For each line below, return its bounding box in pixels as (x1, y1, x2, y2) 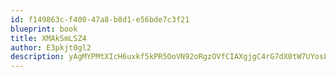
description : (10, 52, 65, 62)
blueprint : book (10, 24, 78, 34)
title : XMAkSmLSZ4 (10, 33, 87, 43)
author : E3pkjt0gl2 (10, 42, 92, 53)
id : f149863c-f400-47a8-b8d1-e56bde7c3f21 (10, 14, 190, 25)
